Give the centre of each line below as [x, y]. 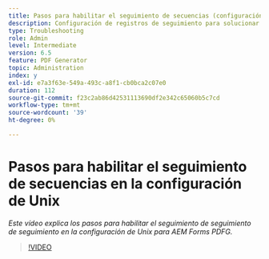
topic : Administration [46, 68]
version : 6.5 [30, 53]
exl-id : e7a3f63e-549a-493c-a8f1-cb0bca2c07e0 [87, 83]
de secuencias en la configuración [125, 184]
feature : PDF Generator [48, 61]
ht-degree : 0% [32, 120]
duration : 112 [32, 90]
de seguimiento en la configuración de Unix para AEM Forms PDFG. [120, 231]
